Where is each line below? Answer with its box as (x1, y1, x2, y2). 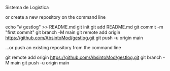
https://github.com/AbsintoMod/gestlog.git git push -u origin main (5, 35, 143, 41)
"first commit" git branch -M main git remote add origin (5, 29, 121, 35)
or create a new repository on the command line (5, 14, 106, 20)
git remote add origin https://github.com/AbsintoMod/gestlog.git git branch (5, 54, 162, 60)
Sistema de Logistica (5, 5, 49, 10)
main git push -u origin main (10, 60, 70, 65)
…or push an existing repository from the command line (5, 45, 121, 50)
